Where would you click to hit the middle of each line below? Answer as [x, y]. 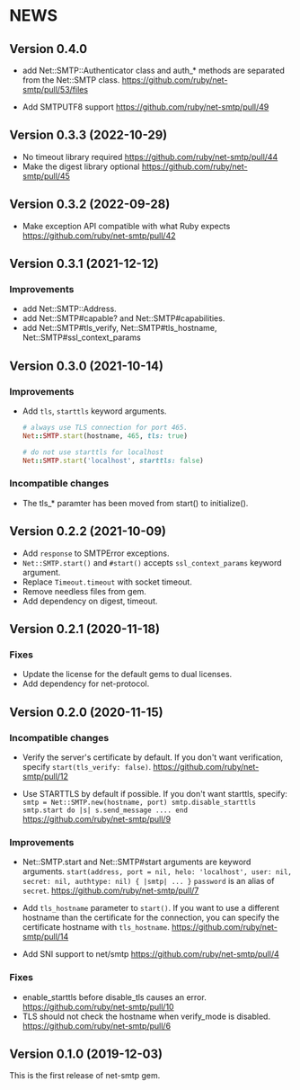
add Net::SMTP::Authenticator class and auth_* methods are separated [154, 70]
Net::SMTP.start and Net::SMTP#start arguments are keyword [137, 862]
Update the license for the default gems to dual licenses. [127, 675]
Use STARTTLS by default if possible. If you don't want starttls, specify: [154, 793]
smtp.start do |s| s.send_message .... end [105, 810]
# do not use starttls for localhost [93, 452]
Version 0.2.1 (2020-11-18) [84, 629]
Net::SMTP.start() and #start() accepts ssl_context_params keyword [152, 562]
